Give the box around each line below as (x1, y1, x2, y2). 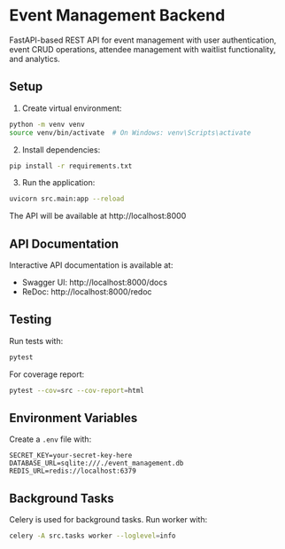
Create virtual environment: (21, 103, 122, 114)
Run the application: (21, 177, 96, 188)
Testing (9, 312, 52, 327)
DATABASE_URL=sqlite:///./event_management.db (9, 459, 184, 468)
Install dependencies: (21, 144, 101, 155)
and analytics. (9, 53, 60, 64)
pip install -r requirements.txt (9, 161, 133, 170)
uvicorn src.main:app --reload (9, 194, 125, 204)
